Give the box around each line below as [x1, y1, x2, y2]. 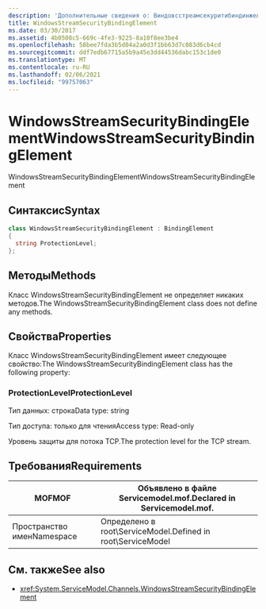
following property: [8, 368, 70, 377]
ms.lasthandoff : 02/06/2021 [8, 71, 101, 79]
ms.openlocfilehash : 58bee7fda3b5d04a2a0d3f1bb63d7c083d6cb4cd [8, 41, 222, 49]
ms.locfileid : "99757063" [8, 78, 93, 86]
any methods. [8, 306, 53, 316]
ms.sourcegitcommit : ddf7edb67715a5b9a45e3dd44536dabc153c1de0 [8, 48, 222, 56]
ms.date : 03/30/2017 [8, 26, 77, 34]
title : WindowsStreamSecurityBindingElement [8, 19, 158, 27]
